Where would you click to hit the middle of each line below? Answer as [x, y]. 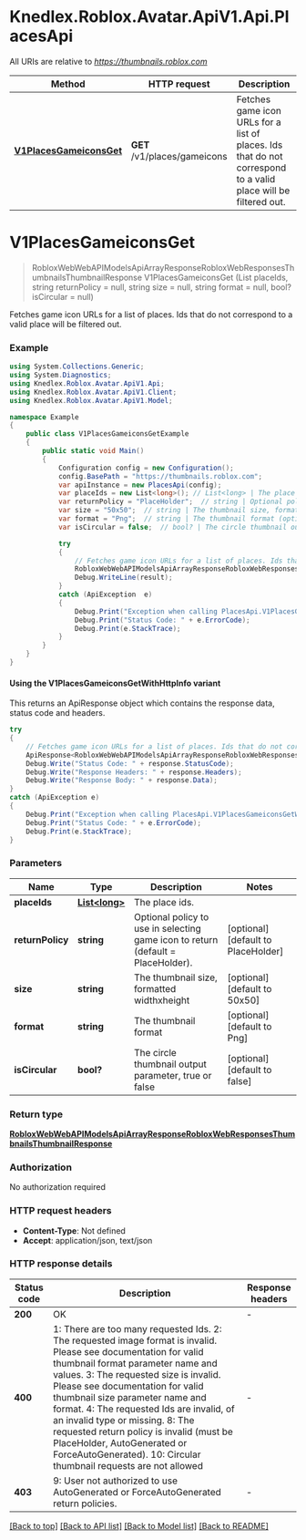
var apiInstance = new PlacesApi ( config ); [140, 485]
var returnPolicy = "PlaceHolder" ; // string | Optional [170, 502]
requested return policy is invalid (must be [143, 1431]
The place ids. [163, 902]
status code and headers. [57, 713]
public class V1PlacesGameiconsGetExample [107, 434]
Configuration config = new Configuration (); [146, 468]
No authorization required [58, 1187]
